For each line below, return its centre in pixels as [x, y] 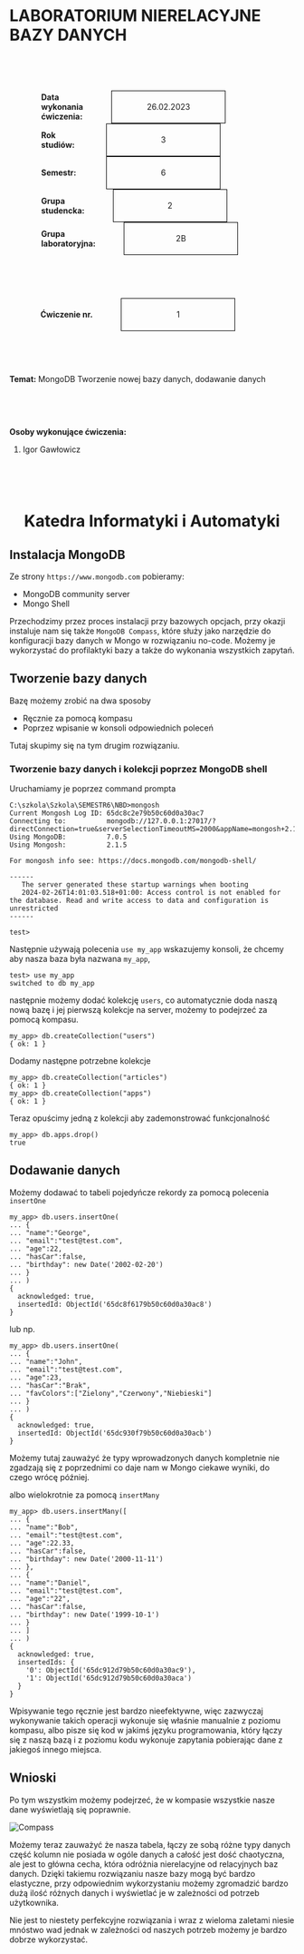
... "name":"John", [46, 1361]
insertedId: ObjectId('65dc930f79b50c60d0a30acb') [115, 1433]
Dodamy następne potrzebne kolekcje [80, 1061]
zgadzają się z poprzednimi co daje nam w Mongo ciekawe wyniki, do [139, 1468]
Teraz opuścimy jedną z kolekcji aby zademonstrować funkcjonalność [140, 1118]
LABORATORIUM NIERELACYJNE [135, 16]
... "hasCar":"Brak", [50, 1385]
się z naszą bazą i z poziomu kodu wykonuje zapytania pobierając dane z [146, 1740]
